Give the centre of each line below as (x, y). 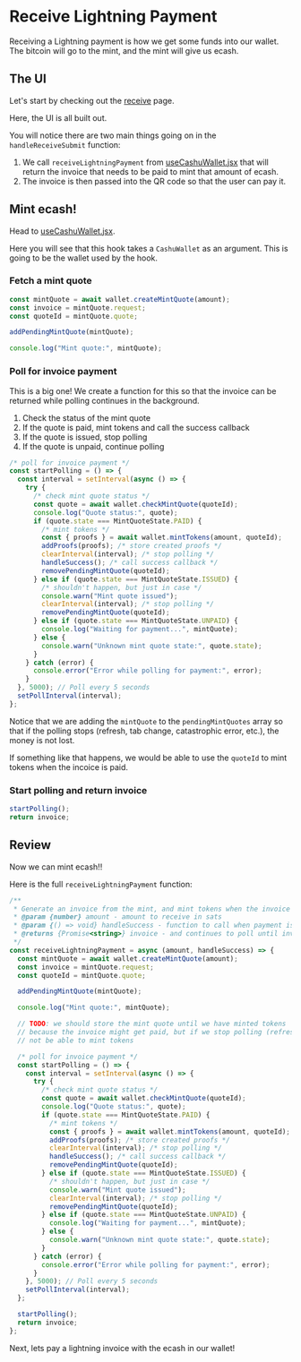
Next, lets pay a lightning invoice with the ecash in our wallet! (122, 1348)
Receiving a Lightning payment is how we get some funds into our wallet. (144, 41)
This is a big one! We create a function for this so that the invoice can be (143, 390)
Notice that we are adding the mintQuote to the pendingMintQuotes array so (146, 721)
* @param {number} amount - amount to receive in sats (117, 917)
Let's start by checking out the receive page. (92, 100)
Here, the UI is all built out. (58, 117)
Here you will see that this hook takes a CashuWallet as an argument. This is (149, 248)
